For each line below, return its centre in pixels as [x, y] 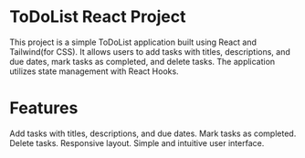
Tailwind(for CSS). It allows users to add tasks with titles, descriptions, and [150, 51]
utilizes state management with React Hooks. [95, 71]
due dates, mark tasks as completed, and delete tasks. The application [142, 61]
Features [44, 108]
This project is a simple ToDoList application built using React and [133, 42]
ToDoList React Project [98, 17]
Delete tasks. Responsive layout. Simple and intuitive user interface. [137, 142]
